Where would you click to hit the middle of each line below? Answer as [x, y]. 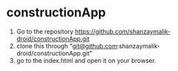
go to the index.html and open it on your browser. [86, 60]
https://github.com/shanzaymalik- [123, 31]
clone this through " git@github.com [67, 46]
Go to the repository [45, 31]
